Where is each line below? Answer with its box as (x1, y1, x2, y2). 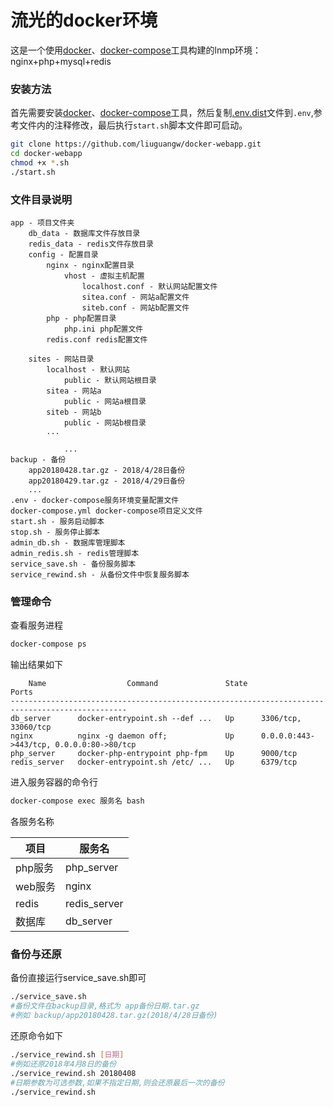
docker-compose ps (10, 639, 87, 650)
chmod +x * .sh (10, 157, 70, 168)
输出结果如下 (10, 659, 63, 671)
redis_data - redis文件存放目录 (28, 239, 154, 250)
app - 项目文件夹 (10, 218, 75, 228)
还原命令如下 (10, 1030, 63, 1041)
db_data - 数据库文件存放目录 (28, 229, 141, 239)
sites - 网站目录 (28, 354, 95, 365)
